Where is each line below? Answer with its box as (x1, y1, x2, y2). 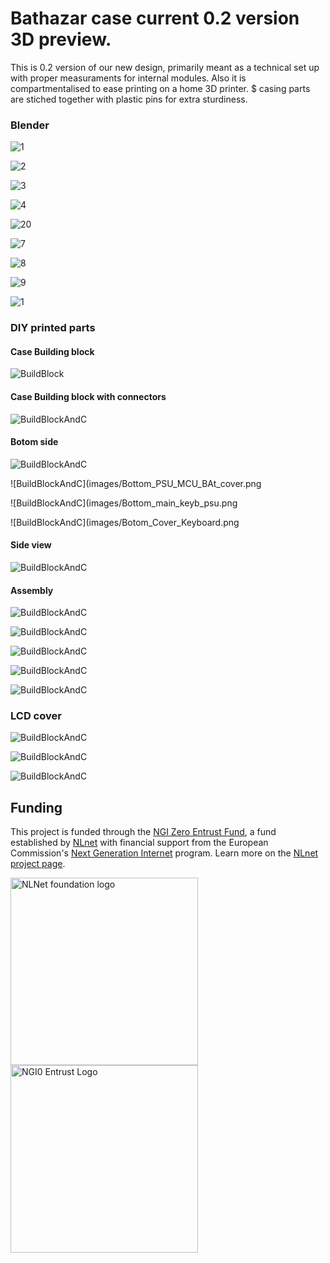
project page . (10, 858, 66, 870)
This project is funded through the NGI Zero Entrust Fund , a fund (10, 826, 277, 838)
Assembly (10, 584, 54, 596)
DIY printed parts (10, 321, 96, 335)
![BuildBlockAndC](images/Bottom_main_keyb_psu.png (10, 497, 238, 509)
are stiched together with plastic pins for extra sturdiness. (10, 93, 248, 105)
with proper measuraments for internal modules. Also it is (10, 72, 247, 84)
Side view (10, 539, 52, 551)
